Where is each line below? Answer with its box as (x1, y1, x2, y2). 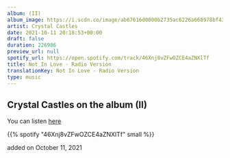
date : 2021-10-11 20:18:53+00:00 (7, 29, 103, 36)
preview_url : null (7, 49, 60, 55)
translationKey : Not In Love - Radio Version (7, 67, 139, 74)
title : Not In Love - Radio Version (7, 61, 112, 68)
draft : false (7, 36, 44, 42)
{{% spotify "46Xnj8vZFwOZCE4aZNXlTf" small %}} (7, 131, 155, 139)
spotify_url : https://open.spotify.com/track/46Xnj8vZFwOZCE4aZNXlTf (7, 55, 210, 62)
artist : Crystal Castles (7, 23, 78, 29)
